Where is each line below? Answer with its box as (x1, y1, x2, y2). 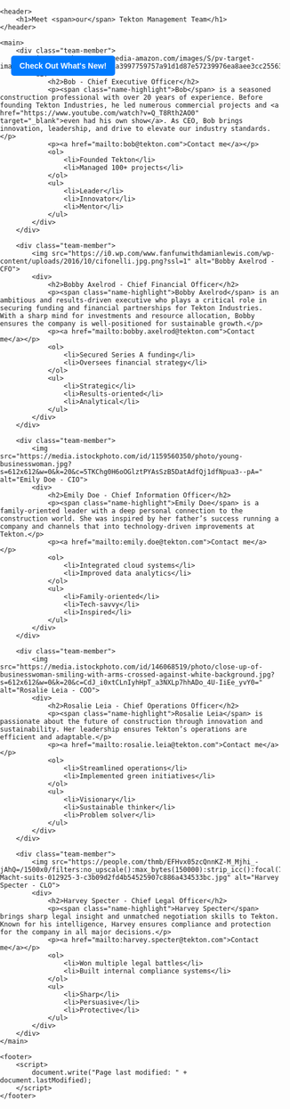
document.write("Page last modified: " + (31, 1068, 188, 1077)
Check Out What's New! (19, 61, 107, 70)
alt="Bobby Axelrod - (194, 257, 275, 266)
